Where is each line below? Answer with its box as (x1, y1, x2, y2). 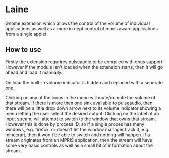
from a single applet (5, 31, 47, 37)
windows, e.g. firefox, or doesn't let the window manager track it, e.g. (5, 126, 150, 132)
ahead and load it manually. (5, 69, 63, 75)
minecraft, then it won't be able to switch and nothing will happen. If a (5, 132, 150, 138)
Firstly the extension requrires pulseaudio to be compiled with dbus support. (5, 59, 164, 65)
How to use (5, 45, 41, 54)
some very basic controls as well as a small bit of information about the (5, 142, 153, 148)
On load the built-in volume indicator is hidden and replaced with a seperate (5, 79, 163, 85)
